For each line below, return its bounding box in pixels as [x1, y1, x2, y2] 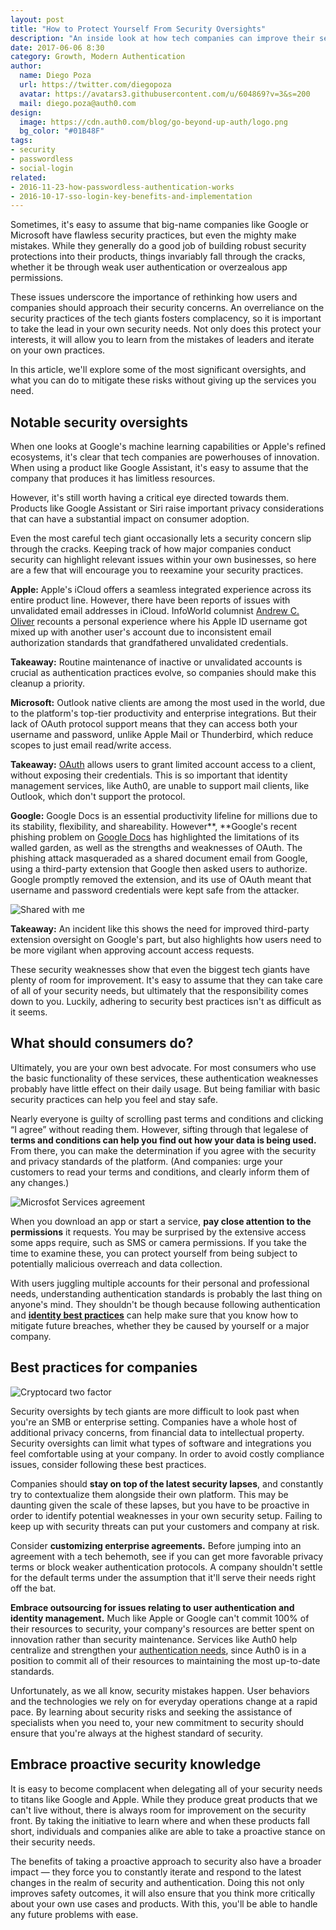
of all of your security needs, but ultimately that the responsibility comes [10, 985, 309, 997]
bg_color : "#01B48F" [19, 126, 105, 136]
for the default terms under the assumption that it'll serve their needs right [10, 1571, 316, 1583]
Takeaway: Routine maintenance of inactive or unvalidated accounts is [10, 656, 303, 668]
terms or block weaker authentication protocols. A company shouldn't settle [10, 1561, 323, 1573]
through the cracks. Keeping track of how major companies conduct [10, 543, 292, 555]
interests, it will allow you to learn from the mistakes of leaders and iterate [10, 334, 315, 346]
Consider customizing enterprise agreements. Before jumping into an [10, 1539, 302, 1551]
